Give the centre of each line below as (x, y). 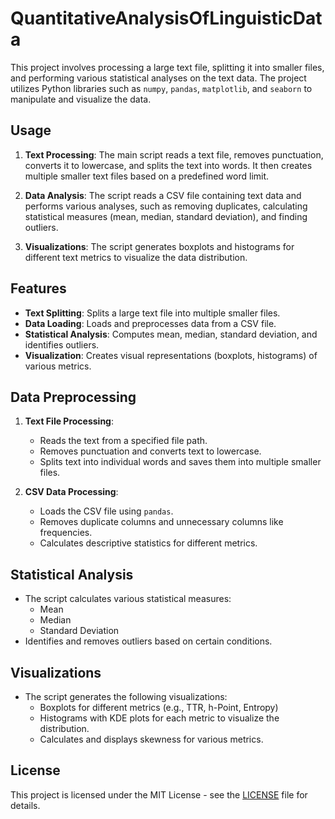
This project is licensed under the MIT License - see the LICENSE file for (159, 794)
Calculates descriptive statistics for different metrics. (148, 543)
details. (25, 805)
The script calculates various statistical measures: (128, 599)
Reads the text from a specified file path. (123, 441)
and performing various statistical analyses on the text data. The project (158, 78)
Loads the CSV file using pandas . (106, 511)
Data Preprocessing (73, 397)
